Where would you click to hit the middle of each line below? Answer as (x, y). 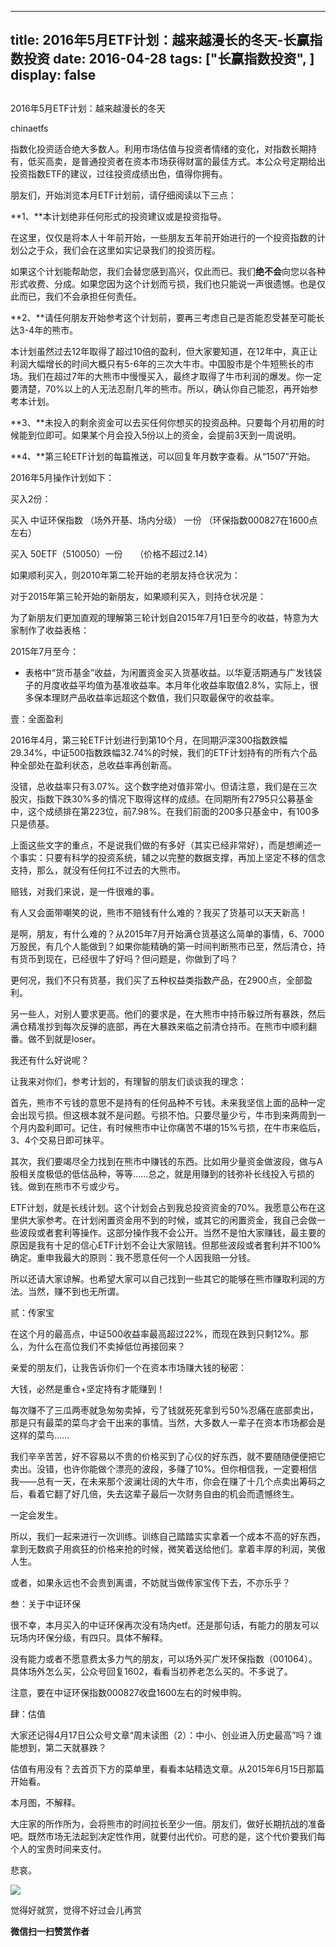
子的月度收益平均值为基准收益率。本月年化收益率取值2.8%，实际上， (167, 685)
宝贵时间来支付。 (71, 1848)
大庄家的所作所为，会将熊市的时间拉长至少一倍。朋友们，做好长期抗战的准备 (168, 1823)
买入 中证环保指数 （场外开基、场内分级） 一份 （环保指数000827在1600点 (164, 520)
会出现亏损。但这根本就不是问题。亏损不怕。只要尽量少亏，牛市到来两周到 (163, 1115)
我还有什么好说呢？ (50, 1060)
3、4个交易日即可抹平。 (60, 1140)
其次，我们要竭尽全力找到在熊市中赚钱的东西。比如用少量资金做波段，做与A (166, 1161)
